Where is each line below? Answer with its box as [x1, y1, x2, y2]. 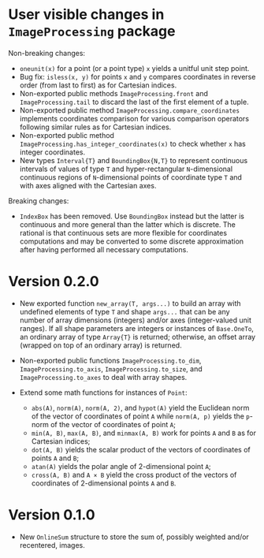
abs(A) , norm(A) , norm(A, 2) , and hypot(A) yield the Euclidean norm [31, 403, 250, 412]
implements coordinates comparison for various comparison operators [19, 113, 250, 123]
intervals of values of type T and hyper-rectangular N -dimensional [19, 164, 233, 173]
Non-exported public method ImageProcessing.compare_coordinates [19, 105, 240, 115]
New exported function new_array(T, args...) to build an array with [19, 298, 242, 308]
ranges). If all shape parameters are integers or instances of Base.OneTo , [19, 323, 255, 333]
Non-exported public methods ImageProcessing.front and [19, 88, 209, 98]
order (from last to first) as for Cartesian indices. [19, 80, 177, 90]
